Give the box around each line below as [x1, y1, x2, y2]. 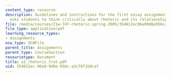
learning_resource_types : [5, 31, 60, 36]
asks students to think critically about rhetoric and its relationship [10, 17, 167, 22]
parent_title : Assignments [5, 45, 63, 50]
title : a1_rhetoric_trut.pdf [5, 59, 67, 64]
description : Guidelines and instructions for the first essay [5, 12, 142, 17]
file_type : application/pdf [5, 26, 65, 31]
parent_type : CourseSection [5, 50, 65, 55]
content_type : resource [5, 7, 56, 13]
